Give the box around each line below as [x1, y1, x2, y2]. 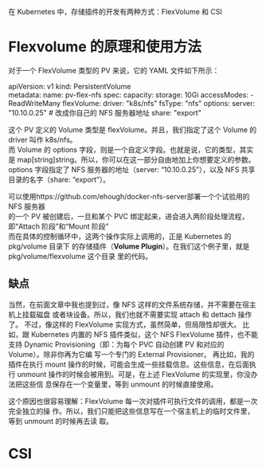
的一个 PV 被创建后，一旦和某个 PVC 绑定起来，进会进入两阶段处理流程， [8, 211, 249, 221]
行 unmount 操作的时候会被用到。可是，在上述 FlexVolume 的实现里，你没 [8, 369, 251, 379]
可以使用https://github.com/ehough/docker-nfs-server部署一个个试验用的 [8, 191, 250, 201]
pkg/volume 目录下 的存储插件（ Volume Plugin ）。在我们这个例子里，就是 [8, 241, 250, 251]
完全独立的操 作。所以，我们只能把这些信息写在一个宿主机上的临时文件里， [8, 406, 255, 416]
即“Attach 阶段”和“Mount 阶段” [8, 222, 109, 231]
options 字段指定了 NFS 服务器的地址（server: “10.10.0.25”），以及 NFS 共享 [8, 164, 256, 174]
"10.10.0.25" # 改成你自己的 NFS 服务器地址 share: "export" [8, 108, 201, 117]
